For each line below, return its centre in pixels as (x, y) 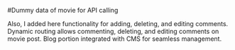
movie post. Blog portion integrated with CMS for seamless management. (115, 39)
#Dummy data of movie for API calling (63, 10)
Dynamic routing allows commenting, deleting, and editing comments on (113, 31)
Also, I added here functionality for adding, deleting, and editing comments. (118, 24)
